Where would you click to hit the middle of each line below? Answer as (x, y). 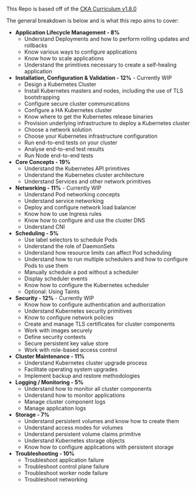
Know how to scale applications (64, 58)
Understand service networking (64, 201)
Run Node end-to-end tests (59, 155)
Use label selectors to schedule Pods (71, 240)
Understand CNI (44, 227)
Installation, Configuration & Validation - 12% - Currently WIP (93, 78)
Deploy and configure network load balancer (80, 207)
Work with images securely (58, 330)
